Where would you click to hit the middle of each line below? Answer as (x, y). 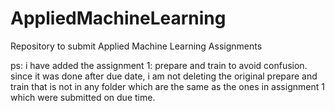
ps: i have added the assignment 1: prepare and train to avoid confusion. (159, 65)
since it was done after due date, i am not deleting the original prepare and (164, 76)
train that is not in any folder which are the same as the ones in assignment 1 (167, 86)
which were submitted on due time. (83, 97)
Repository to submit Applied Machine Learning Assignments (136, 46)
